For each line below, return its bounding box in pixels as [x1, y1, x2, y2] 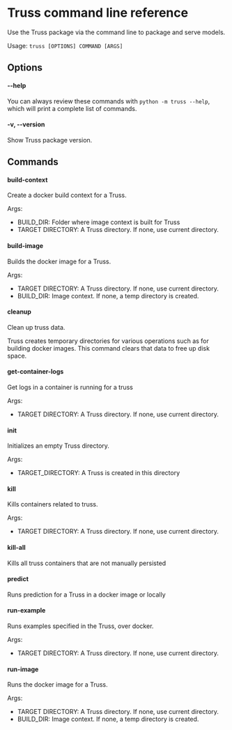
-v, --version [7, 120, 45, 129]
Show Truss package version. [7, 136, 93, 144]
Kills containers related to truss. [7, 500, 99, 509]
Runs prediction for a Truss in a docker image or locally [7, 590, 166, 599]
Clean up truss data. [7, 323, 65, 331]
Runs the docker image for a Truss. [7, 680, 108, 689]
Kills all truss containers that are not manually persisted [7, 559, 167, 567]
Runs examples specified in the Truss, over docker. [7, 622, 154, 630]
